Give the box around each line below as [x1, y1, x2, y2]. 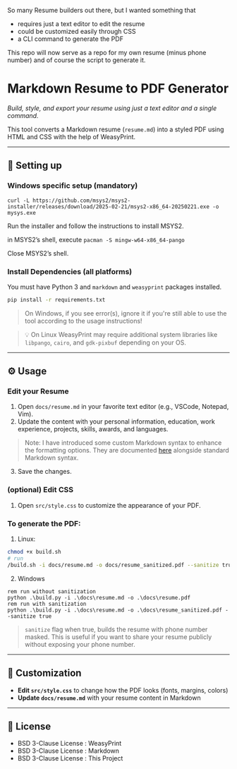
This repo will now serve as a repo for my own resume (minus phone [7, 49, 207, 56]
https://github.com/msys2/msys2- [32, 197, 131, 204]
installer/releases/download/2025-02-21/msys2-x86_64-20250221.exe [7, 203, 210, 210]
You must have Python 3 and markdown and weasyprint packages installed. [7, 282, 222, 291]
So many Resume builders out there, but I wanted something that [7, 6, 196, 14]
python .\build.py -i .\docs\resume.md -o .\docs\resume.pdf [7, 594, 191, 601]
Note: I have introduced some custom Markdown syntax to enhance [24, 439, 222, 447]
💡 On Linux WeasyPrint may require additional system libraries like [24, 330, 218, 338]
